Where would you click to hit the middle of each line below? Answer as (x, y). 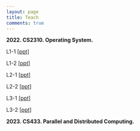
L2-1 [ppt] (19, 75)
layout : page (23, 12)
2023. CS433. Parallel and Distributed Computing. (70, 121)
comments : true (25, 23)
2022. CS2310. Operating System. (50, 40)
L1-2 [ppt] (18, 63)
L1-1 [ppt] (18, 52)
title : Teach (23, 17)
